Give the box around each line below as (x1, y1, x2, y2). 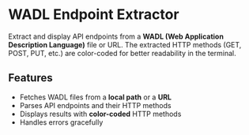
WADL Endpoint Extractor (8, 6, 179, 24)
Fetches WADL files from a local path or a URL (19, 92, 172, 102)
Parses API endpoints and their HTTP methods (19, 100, 172, 110)
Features (8, 71, 53, 84)
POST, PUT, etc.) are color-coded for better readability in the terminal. (8, 48, 237, 58)
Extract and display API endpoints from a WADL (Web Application (8, 32, 224, 41)
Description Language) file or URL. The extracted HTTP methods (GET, (8, 39, 242, 49)
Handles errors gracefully (19, 117, 104, 127)
